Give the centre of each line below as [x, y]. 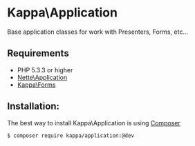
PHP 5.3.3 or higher [45, 70]
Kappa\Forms [36, 85]
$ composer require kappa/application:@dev [71, 136]
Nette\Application [42, 77]
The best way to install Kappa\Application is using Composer [94, 123]
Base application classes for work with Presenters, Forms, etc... [98, 32]
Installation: [34, 106]
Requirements [38, 53]
